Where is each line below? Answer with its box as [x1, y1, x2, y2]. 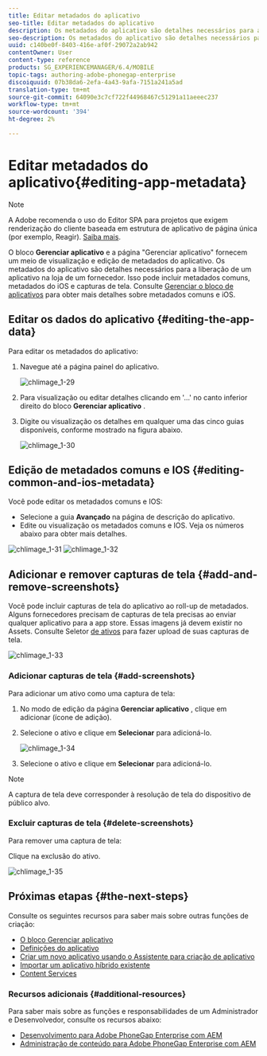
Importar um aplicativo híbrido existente [19, 960, 151, 969]
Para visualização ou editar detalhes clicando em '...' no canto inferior [19, 392, 248, 402]
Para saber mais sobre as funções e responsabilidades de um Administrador [8, 1006, 258, 1015]
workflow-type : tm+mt [8, 100, 80, 108]
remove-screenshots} [8, 580, 120, 594]
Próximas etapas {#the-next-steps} [8, 890, 189, 903]
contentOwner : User [8, 49, 73, 57]
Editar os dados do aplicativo [8, 313, 155, 326]
